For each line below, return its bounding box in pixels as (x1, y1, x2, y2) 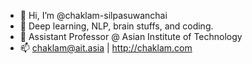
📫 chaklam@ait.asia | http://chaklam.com (19, 42, 193, 54)
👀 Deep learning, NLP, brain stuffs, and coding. (19, 20, 214, 32)
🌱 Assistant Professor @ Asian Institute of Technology (19, 31, 243, 42)
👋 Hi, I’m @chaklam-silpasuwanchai (19, 10, 168, 21)
